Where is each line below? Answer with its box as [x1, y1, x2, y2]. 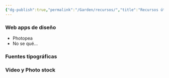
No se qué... [12, 40, 38, 46]
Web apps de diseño [5, 23, 56, 30]
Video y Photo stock [5, 66, 56, 73]
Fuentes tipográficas [5, 53, 57, 60]
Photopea [12, 35, 33, 41]
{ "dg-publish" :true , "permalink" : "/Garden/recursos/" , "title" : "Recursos [5, 7, 158, 12]
